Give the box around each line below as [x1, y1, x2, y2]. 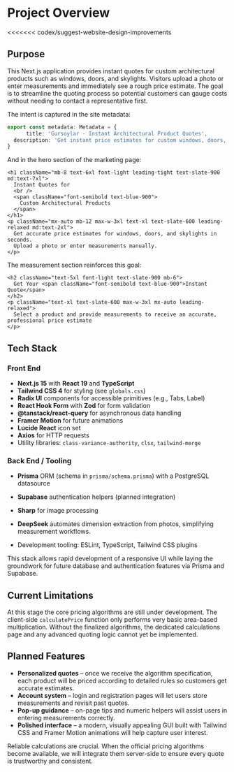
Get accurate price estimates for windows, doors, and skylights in [13, 231, 217, 238]
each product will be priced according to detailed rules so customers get [17, 676, 227, 685]
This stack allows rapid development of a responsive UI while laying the [7, 554, 213, 563]
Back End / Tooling [7, 456, 72, 465]
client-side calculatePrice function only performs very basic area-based [7, 616, 218, 624]
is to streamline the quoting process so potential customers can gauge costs [7, 89, 228, 97]
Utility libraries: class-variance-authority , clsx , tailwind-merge [17, 438, 201, 446]
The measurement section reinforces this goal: [7, 261, 142, 270]
